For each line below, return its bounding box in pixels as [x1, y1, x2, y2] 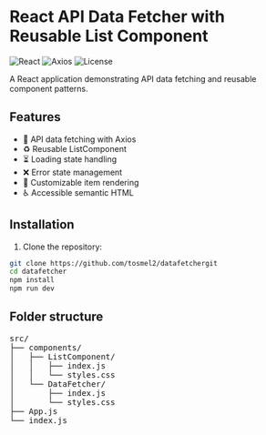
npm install [9, 276, 55, 285]
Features [9, 109, 61, 125]
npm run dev [9, 284, 55, 293]
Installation [9, 217, 75, 233]
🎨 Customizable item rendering [22, 177, 139, 187]
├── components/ [9, 342, 82, 352]
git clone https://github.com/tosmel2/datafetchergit [9, 258, 219, 268]
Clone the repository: [22, 241, 103, 252]
